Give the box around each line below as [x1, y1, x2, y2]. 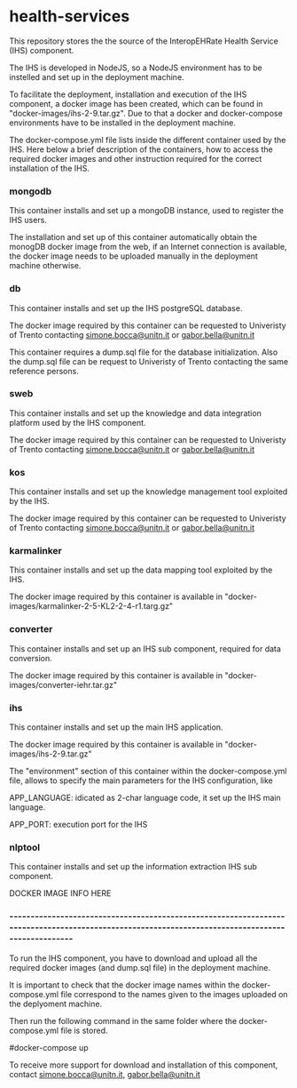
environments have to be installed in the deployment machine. [9, 117, 237, 128]
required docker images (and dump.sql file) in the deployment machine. [9, 962, 270, 972]
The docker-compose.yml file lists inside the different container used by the [9, 134, 286, 145]
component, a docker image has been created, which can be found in [9, 98, 263, 108]
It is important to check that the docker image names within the [9, 980, 240, 990]
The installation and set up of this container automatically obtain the [9, 232, 257, 243]
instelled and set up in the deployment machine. [9, 71, 184, 82]
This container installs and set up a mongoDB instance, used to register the [9, 205, 284, 216]
